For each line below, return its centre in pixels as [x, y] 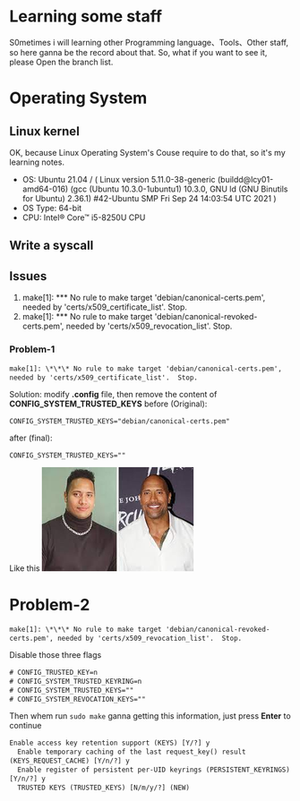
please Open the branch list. [61, 62]
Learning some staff [86, 17]
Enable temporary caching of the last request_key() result [132, 752]
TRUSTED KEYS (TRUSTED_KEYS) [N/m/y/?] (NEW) [104, 788]
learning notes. [37, 162]
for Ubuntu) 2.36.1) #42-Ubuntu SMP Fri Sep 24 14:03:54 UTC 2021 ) [149, 198]
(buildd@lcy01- [245, 179]
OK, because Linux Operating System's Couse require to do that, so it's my [148, 152]
